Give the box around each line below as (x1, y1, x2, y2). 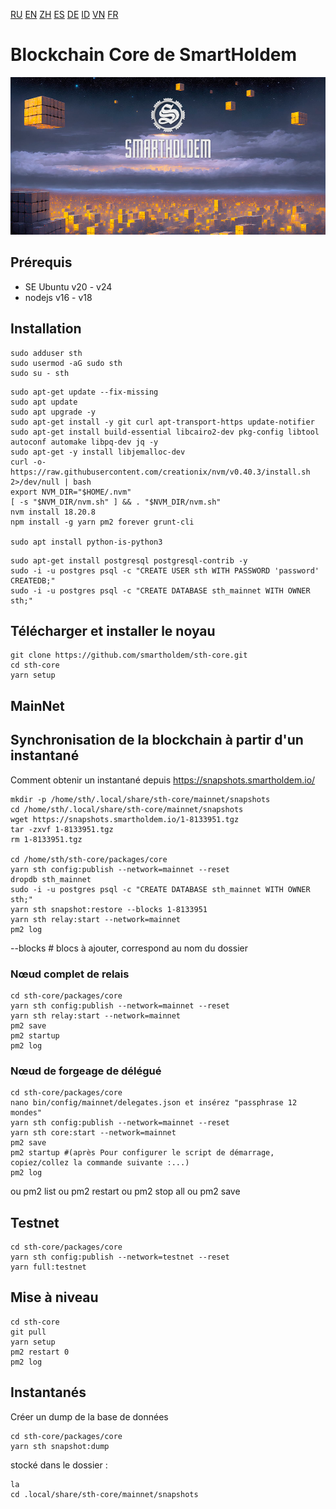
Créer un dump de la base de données (10, 1410, 169, 1423)
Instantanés (10, 1384, 87, 1401)
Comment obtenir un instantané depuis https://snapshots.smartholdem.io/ (10, 774, 316, 786)
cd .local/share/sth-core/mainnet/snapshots (10, 1489, 199, 1499)
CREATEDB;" (10, 575, 56, 586)
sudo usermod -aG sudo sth (10, 358, 123, 368)
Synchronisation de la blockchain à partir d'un (10, 732, 304, 749)
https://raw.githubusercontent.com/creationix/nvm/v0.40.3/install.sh (10, 467, 311, 477)
